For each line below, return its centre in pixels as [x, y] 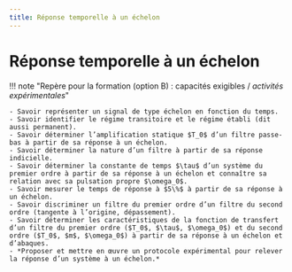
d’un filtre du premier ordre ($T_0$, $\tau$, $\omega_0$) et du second [146, 228]
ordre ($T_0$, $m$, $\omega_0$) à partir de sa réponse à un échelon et [146, 236]
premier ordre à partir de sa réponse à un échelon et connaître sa [138, 174]
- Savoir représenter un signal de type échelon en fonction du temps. [144, 112]
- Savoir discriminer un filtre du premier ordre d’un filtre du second [146, 205]
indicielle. [31, 158]
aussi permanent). [43, 127]
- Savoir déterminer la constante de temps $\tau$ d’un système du [136, 166]
